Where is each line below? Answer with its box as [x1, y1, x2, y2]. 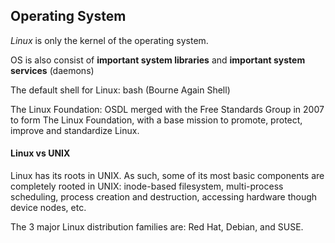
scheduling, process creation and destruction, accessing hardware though [10, 191, 318, 203]
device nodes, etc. [10, 202, 87, 214]
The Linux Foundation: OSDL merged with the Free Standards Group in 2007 [10, 103, 325, 115]
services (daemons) [10, 64, 95, 76]
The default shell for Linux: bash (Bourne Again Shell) [10, 84, 231, 96]
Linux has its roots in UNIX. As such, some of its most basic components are [10, 170, 325, 182]
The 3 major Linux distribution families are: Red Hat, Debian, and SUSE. [10, 221, 304, 233]
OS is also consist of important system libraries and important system [10, 54, 306, 66]
